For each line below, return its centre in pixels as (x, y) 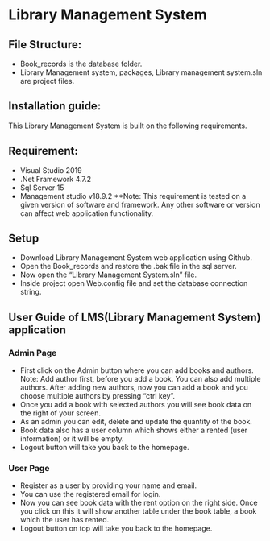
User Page (29, 469)
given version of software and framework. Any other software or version (140, 204)
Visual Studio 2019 (51, 170)
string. (31, 292)
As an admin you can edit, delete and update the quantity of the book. (136, 422)
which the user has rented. (64, 520)
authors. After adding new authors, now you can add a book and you (134, 387)
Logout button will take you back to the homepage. (104, 448)
